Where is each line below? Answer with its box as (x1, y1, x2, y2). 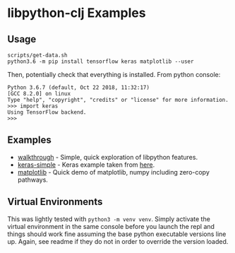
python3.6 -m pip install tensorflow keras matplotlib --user (7, 58, 194, 65)
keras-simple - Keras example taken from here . (17, 160, 155, 169)
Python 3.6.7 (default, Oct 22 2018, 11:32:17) (7, 84, 150, 91)
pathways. (17, 175, 48, 184)
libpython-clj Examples (7, 5, 146, 21)
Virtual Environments (7, 196, 103, 208)
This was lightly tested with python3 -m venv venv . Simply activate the (7, 214, 210, 223)
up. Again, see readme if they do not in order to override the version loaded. (7, 237, 229, 245)
